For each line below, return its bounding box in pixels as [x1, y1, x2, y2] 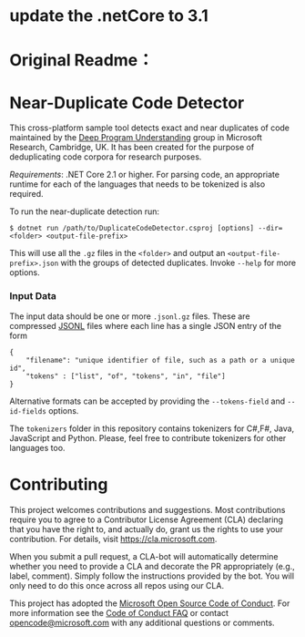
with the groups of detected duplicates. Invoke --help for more [60, 257, 297, 269]
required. [9, 189, 44, 200]
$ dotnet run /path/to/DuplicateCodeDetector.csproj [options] [9, 224, 255, 233]
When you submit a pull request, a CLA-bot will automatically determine [9, 550, 279, 561]
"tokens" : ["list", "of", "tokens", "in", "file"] [25, 371, 226, 381]
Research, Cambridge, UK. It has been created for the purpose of [9, 142, 255, 153]
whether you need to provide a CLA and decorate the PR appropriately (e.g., [9, 560, 296, 571]
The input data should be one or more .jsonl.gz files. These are [9, 311, 250, 322]
